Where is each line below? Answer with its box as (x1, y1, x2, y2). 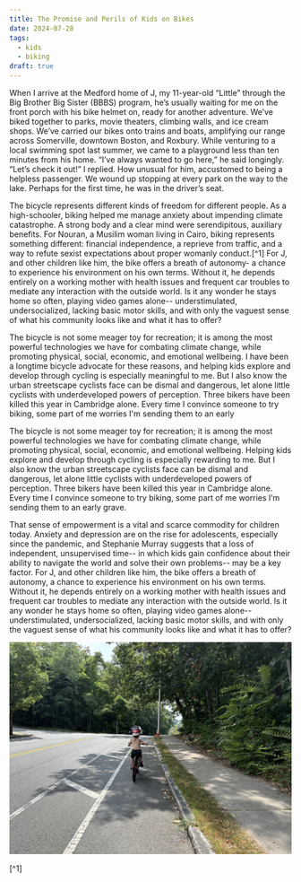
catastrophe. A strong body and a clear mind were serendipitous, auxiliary (9, 220, 282, 230)
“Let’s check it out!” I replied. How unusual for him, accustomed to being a (9, 164, 283, 174)
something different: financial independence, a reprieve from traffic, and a (9, 239, 283, 249)
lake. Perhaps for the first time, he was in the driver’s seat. (9, 183, 225, 193)
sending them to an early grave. (9, 502, 127, 512)
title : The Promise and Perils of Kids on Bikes (9, 14, 194, 23)
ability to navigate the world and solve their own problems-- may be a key (9, 557, 282, 568)
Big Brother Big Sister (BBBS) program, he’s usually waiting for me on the (9, 97, 279, 108)
